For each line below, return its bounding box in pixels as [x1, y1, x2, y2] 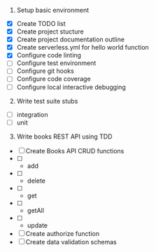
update [27, 220, 48, 230]
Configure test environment [16, 59, 97, 67]
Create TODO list [16, 20, 66, 27]
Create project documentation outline [16, 35, 125, 44]
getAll [27, 206, 45, 214]
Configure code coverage [16, 75, 92, 83]
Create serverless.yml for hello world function [16, 43, 150, 52]
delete [27, 176, 46, 185]
